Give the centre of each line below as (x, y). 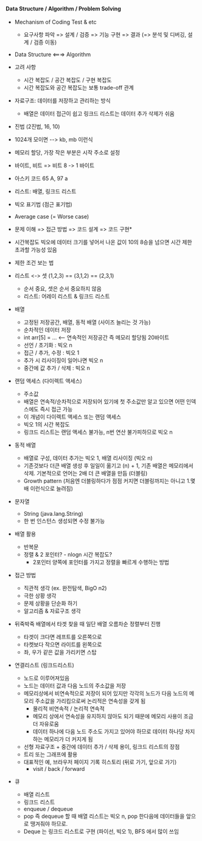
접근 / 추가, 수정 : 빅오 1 (51, 353)
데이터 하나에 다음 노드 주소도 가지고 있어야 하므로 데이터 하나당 (108, 732)
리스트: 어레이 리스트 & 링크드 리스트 (67, 297)
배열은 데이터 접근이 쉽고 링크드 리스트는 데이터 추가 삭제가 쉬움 (99, 114)
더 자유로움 (46, 724)
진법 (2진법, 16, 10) (37, 127)
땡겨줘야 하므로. (49, 824)
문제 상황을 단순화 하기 (50, 604)
